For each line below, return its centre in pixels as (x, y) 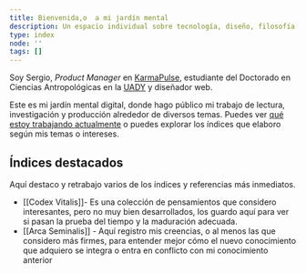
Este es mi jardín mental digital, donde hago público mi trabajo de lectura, (147, 105)
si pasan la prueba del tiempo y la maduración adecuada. (130, 221)
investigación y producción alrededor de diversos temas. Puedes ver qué (147, 115)
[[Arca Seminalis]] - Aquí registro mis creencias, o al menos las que (149, 231)
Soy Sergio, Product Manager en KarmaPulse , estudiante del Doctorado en (150, 77)
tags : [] (26, 52)
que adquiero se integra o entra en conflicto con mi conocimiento (145, 250)
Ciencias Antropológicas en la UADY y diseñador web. (111, 87)
